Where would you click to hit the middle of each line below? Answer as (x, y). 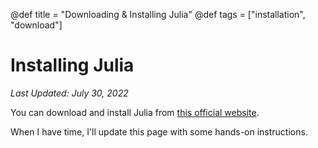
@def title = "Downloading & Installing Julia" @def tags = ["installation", (158, 14)
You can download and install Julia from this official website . (135, 112)
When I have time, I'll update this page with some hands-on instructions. (159, 131)
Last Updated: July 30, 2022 (69, 93)
